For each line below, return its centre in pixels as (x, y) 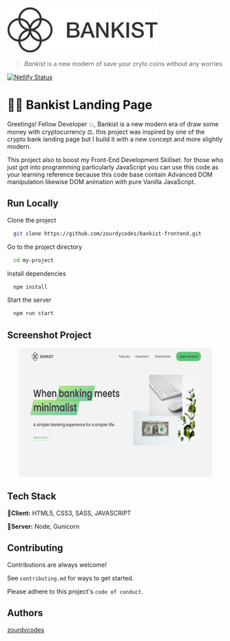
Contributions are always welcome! (57, 564)
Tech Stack (32, 497)
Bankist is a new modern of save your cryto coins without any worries (123, 64)
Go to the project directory (45, 247)
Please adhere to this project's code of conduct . (75, 591)
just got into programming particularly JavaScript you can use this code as (113, 167)
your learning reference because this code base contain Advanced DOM (110, 174)
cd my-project (33, 260)
